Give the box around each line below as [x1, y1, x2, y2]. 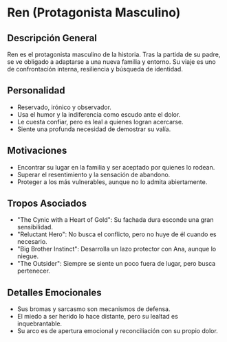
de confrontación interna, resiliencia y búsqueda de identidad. [7, 65, 184, 73]
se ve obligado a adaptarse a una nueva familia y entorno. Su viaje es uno [7, 58, 216, 66]
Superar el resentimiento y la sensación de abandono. [17, 170, 171, 179]
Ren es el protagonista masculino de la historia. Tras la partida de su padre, [7, 50, 221, 58]
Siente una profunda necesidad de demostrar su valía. [17, 125, 171, 133]
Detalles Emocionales [7, 286, 102, 298]
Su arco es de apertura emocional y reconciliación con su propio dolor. [17, 327, 218, 335]
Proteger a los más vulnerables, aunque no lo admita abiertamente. [17, 177, 208, 186]
